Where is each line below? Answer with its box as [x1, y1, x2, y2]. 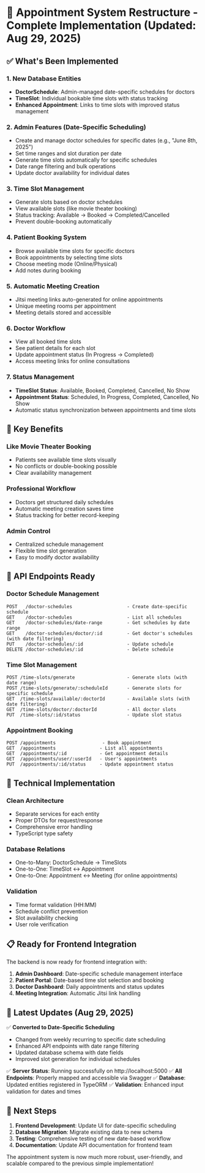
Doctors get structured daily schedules [15, 498, 114, 505]
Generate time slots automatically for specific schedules [15, 156, 157, 164]
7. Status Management [6, 373, 75, 381]
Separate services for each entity [15, 810, 100, 817]
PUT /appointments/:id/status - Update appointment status [6, 761, 174, 767]
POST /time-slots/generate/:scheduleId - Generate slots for [6, 685, 182, 691]
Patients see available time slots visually [15, 456, 117, 464]
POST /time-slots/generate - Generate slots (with [6, 674, 188, 680]
